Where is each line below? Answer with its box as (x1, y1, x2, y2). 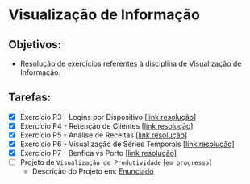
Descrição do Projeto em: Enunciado (31, 166, 154, 176)
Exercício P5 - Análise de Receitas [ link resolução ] (19, 130, 188, 140)
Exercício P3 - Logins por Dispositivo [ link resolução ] (19, 112, 197, 121)
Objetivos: (8, 38, 62, 51)
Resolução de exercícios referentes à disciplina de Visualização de (19, 59, 242, 68)
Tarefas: (8, 91, 52, 104)
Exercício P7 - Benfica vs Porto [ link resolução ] (19, 149, 177, 158)
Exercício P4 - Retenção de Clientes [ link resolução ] (19, 121, 194, 130)
